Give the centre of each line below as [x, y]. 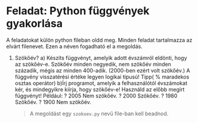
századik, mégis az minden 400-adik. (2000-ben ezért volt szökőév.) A [102, 70]
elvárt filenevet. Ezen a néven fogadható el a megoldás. [75, 46]
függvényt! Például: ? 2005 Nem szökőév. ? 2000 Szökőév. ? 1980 [96, 96]
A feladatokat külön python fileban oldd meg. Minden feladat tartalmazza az [99, 40]
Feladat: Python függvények [78, 11]
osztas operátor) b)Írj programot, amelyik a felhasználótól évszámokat [101, 83]
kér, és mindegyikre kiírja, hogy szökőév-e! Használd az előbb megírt [100, 89]
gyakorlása [34, 23]
